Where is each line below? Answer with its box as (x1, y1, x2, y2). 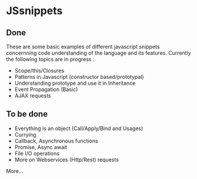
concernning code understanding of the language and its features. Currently (6, 49, 191, 57)
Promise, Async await (14, 143, 68, 151)
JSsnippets (6, 4, 63, 18)
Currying (14, 131, 36, 138)
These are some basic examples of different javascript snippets (6, 43, 160, 50)
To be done (6, 109, 48, 119)
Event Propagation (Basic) (14, 86, 78, 92)
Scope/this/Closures (14, 67, 65, 74)
